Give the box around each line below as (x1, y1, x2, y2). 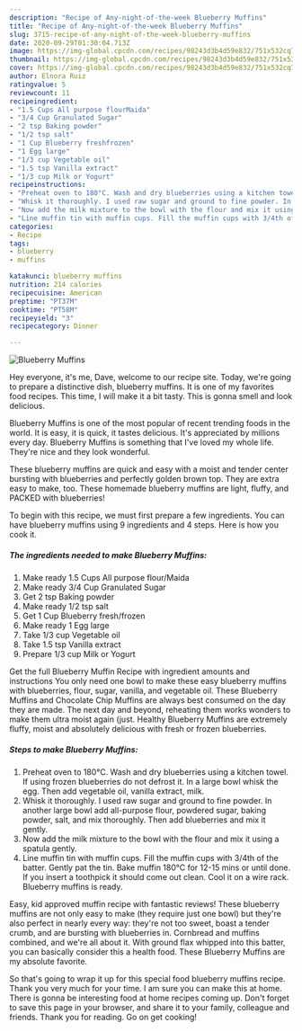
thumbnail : (9, 55, 50, 64)
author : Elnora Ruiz (9, 72, 87, 81)
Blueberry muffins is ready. (22, 882, 123, 893)
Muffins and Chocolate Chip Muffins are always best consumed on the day (9, 695, 286, 706)
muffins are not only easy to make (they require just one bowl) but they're (9, 909, 281, 920)
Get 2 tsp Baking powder (22, 591, 115, 602)
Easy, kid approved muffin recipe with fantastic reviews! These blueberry (9, 899, 280, 910)
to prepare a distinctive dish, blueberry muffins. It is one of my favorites (9, 381, 274, 392)
